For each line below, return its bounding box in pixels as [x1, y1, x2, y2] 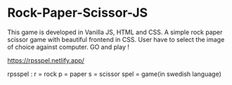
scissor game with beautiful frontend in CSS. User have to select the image [7, 35, 225, 43]
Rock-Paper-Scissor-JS [7, 5, 148, 21]
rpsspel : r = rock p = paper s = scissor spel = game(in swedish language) [7, 70, 221, 78]
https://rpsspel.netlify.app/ [7, 56, 84, 64]
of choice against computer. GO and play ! [7, 42, 130, 51]
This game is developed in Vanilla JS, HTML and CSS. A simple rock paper [7, 28, 223, 36]
